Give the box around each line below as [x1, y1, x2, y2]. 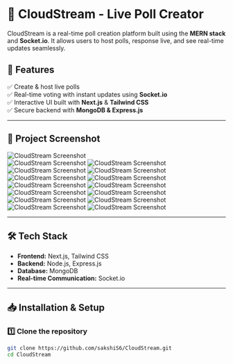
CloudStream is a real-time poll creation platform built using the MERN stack [7, 29, 226, 37]
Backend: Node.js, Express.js [17, 259, 102, 268]
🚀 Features [7, 64, 55, 76]
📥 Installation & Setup [7, 302, 105, 313]
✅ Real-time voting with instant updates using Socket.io [7, 90, 168, 98]
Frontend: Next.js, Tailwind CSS [17, 252, 110, 261]
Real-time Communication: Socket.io [17, 274, 126, 283]
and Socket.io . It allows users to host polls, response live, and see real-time [7, 36, 224, 44]
